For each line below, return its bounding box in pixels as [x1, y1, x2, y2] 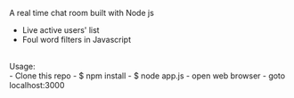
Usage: [9, 61, 36, 71]
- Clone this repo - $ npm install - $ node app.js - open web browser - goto [9, 70, 286, 81]
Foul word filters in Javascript [21, 35, 132, 45]
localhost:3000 [9, 80, 65, 90]
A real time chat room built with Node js [9, 8, 154, 18]
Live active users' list [21, 25, 100, 35]
